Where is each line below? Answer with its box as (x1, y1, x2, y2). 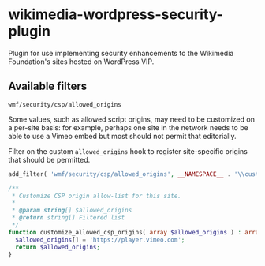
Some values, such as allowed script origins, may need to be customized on (8, 114, 255, 124)
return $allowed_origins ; (15, 243, 101, 251)
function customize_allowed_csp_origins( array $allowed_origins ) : (8, 228, 242, 236)
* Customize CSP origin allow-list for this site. (11, 192, 181, 200)
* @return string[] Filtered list (11, 214, 125, 222)
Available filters (8, 80, 88, 93)
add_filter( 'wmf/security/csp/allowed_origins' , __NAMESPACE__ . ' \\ (8, 170, 245, 178)
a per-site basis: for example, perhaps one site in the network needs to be (8, 122, 248, 132)
